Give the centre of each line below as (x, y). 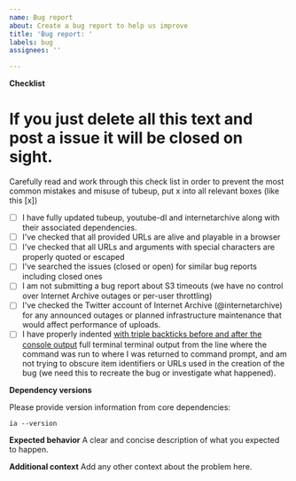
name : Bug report (41, 17)
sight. (31, 157)
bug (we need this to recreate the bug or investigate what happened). (149, 373)
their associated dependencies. (79, 228)
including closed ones (62, 277)
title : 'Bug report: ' (51, 34)
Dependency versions (51, 390)
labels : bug (31, 42)
